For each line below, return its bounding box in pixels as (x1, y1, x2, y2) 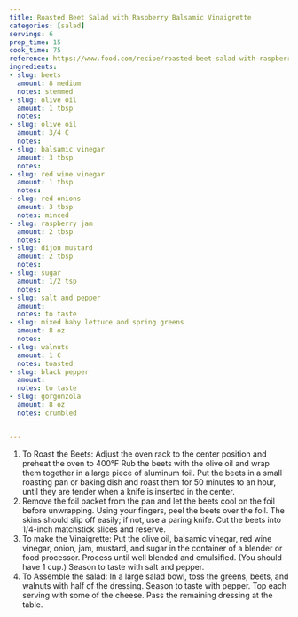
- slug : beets (9, 71, 62, 80)
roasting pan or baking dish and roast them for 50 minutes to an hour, (21, 476, 277, 488)
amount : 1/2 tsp (17, 277, 77, 285)
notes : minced (17, 210, 69, 220)
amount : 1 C (17, 351, 62, 360)
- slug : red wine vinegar (9, 169, 105, 178)
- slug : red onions (9, 194, 82, 204)
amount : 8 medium (17, 79, 82, 88)
